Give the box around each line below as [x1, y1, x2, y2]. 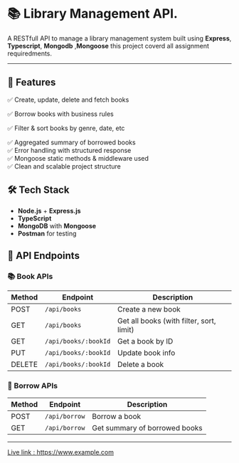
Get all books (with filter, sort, [117, 316, 216, 326]
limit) [117, 325, 134, 335]
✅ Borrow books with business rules [7, 110, 114, 118]
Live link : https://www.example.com [7, 447, 114, 456]
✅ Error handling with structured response [7, 146, 132, 154]
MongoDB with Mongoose [17, 221, 97, 230]
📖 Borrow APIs [7, 381, 58, 391]
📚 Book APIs [7, 271, 53, 281]
